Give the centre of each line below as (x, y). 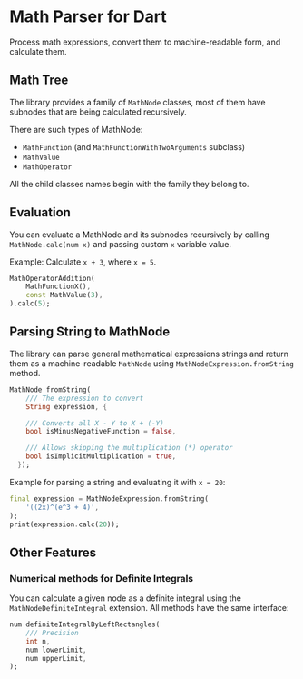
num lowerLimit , (57, 650)
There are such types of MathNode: (76, 129)
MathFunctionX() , (59, 287)
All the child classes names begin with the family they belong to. (129, 184)
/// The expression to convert (85, 398)
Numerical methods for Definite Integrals (102, 578)
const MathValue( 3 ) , (64, 295)
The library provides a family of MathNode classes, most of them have (137, 102)
